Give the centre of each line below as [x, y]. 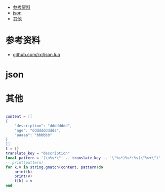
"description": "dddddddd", [43, 126]
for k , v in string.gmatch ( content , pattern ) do [54, 167]
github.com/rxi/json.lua [36, 54]
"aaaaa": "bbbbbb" [33, 135]
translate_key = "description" [38, 153]
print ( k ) [23, 172]
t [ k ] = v [23, 181]
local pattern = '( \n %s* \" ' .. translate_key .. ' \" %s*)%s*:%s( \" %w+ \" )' [83, 158]
